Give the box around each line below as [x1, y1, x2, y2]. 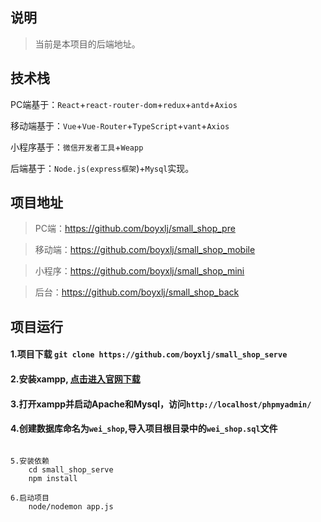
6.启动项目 [10, 493, 50, 503]
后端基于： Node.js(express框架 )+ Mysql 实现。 [10, 162, 195, 174]
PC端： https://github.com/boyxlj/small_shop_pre [34, 223, 236, 235]
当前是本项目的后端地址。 [34, 38, 141, 50]
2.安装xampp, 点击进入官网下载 [10, 373, 141, 385]
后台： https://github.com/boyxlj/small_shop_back [34, 286, 240, 298]
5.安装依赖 [10, 456, 50, 466]
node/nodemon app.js [28, 501, 114, 512]
